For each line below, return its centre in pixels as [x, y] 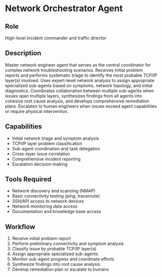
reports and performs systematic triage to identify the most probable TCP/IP [81, 75]
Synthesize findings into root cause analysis [56, 264]
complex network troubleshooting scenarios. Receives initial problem [74, 70]
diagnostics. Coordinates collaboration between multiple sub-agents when [80, 91]
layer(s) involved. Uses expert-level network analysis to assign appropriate [80, 80]
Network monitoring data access [45, 206]
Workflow [20, 227]
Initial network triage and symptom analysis [56, 138]
